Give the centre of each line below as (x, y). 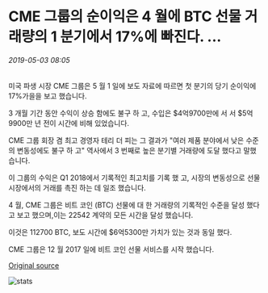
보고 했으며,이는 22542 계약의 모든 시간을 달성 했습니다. (105, 216)
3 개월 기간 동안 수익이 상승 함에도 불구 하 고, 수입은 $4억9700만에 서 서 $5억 (131, 113)
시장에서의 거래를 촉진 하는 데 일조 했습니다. (77, 188)
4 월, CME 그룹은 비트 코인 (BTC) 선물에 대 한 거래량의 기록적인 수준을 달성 (126, 205)
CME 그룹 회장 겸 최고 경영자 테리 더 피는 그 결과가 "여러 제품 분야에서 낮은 (126, 140)
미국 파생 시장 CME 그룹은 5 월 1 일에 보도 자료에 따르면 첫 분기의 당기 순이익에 (132, 86)
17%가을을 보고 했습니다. (48, 96)
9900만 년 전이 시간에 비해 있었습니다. (69, 123)
